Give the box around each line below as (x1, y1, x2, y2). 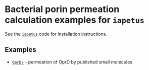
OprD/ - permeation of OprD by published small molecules (12, 59, 132, 65)
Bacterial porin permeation (5, 4, 120, 15)
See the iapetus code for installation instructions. (5, 31, 107, 37)
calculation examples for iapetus (5, 14, 144, 26)
